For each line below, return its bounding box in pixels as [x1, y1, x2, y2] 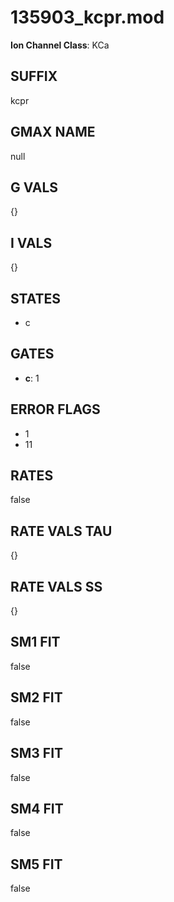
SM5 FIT [10, 856, 63, 873]
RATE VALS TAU [10, 522, 113, 540]
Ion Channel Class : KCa [10, 39, 110, 51]
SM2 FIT [10, 689, 63, 706]
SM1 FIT [10, 634, 61, 651]
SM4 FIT [10, 800, 64, 817]
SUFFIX [10, 68, 58, 85]
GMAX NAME [10, 124, 96, 141]
